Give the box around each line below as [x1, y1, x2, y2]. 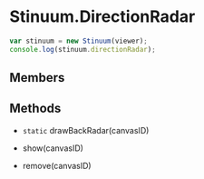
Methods [9, 101, 62, 116]
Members [9, 70, 65, 85]
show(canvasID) [22, 143, 84, 154]
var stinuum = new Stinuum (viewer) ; [9, 36, 148, 45]
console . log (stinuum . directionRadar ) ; [9, 45, 156, 54]
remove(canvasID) [22, 160, 92, 171]
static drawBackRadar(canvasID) [22, 124, 150, 135]
